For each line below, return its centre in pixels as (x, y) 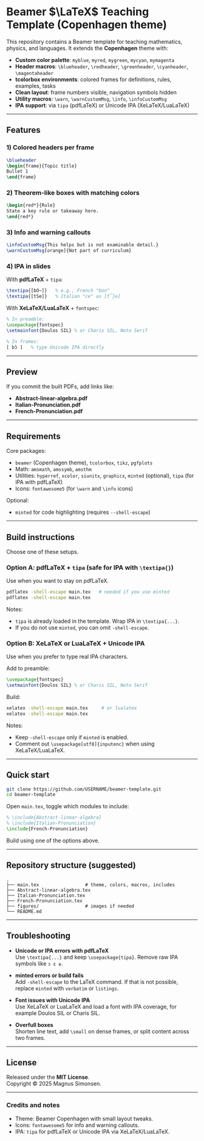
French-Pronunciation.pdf (49, 411)
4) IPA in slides (29, 266)
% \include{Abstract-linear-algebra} (54, 818)
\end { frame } (21, 177)
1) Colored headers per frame (50, 148)
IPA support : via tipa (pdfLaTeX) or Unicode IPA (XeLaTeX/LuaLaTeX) (102, 105)
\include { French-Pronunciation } (47, 829)
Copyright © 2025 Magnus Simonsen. (54, 1084)
